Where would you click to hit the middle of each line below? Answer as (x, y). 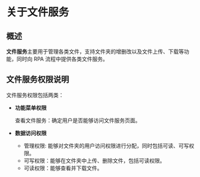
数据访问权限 (30, 133)
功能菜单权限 (30, 107)
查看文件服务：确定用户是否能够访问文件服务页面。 (78, 120)
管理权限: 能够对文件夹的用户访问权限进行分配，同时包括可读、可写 (106, 145)
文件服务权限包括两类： (35, 95)
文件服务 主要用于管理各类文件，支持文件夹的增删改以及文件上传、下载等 (95, 52)
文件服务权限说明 (38, 80)
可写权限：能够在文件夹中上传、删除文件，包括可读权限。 (94, 160)
